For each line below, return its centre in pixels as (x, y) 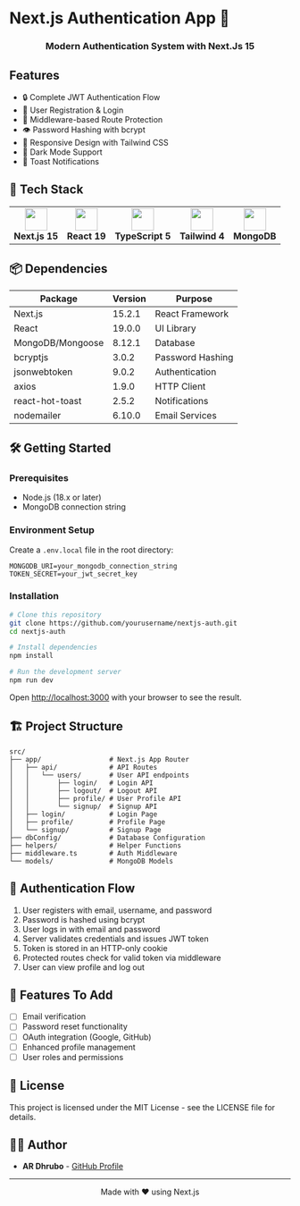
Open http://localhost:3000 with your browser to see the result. (126, 697)
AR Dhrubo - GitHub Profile (72, 1167)
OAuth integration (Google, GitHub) (87, 1037)
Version (129, 299)
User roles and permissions (73, 1057)
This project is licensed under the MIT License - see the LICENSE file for (142, 1107)
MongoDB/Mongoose (59, 342)
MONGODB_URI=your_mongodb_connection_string (93, 566)
